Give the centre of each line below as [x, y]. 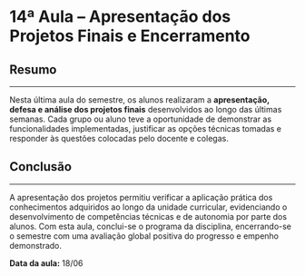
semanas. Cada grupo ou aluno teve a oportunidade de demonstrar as [141, 119]
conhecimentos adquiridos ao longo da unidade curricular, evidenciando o [148, 207]
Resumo [33, 69]
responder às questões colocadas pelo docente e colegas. [119, 138]
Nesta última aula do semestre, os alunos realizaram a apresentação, [139, 100]
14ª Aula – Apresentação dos [120, 17]
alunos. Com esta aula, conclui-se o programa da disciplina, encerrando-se [151, 226]
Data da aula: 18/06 [46, 263]
